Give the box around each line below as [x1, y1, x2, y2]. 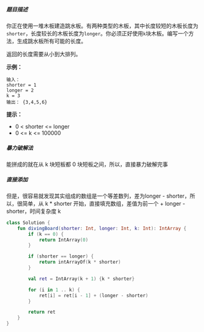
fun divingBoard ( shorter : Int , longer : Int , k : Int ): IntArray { [17, 225, 187, 231]
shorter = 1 [6, 82, 37, 88]
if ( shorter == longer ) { [28, 253, 94, 259]
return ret [28, 309, 56, 316]
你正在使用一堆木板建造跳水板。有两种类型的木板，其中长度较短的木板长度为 [6, 22, 199, 29]
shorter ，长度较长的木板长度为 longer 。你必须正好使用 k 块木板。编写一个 [6, 29, 189, 37]
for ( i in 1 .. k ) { [28, 287, 80, 293]
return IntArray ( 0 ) [38, 237, 88, 243]
